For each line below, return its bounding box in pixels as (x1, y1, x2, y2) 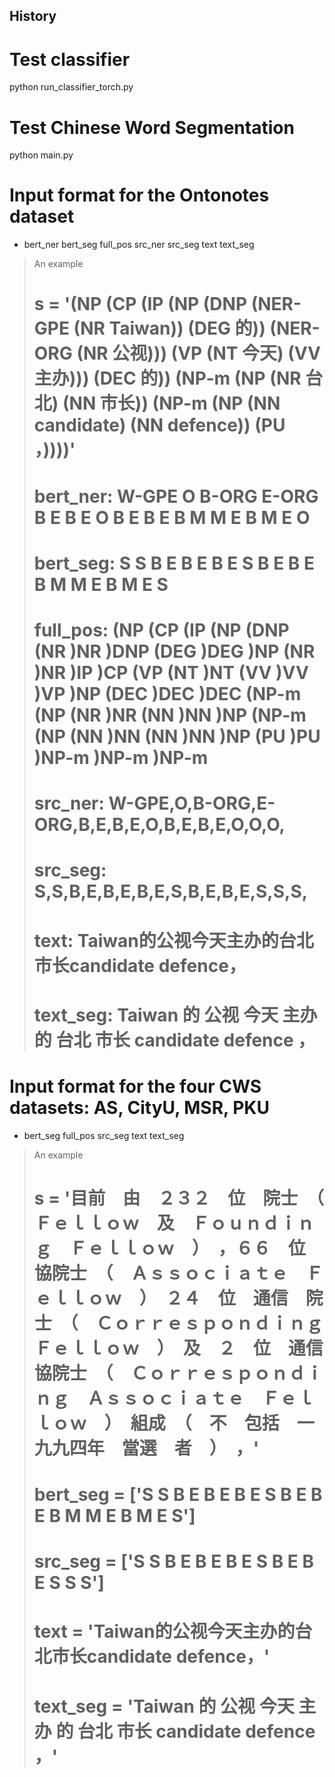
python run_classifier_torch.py (9, 81, 134, 93)
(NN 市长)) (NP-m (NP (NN (62, 392, 281, 415)
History (9, 8, 57, 25)
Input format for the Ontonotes (9, 184, 270, 207)
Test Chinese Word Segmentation (9, 116, 295, 139)
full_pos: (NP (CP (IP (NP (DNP (33, 619, 290, 641)
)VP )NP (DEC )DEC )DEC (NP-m (33, 682, 302, 705)
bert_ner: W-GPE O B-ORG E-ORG (33, 485, 319, 508)
